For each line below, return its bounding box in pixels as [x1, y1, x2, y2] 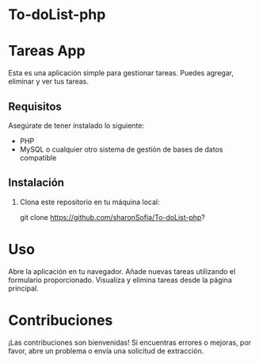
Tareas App [8, 42, 86, 60]
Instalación [8, 176, 65, 190]
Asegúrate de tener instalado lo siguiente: [8, 121, 145, 130]
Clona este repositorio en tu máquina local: [19, 197, 160, 207]
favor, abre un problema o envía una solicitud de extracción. [8, 346, 204, 355]
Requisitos [8, 99, 62, 113]
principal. [8, 284, 40, 293]
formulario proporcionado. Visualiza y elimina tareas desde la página [8, 275, 232, 284]
